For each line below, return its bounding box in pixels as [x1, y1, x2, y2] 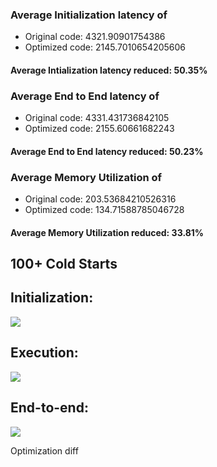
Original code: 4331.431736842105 [24, 112, 170, 124]
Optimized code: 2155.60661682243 [24, 123, 175, 135]
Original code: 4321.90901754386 [24, 31, 166, 43]
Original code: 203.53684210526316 [24, 193, 177, 205]
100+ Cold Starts [10, 256, 118, 273]
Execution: [10, 344, 79, 362]
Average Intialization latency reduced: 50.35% [10, 64, 208, 76]
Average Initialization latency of [10, 8, 168, 22]
